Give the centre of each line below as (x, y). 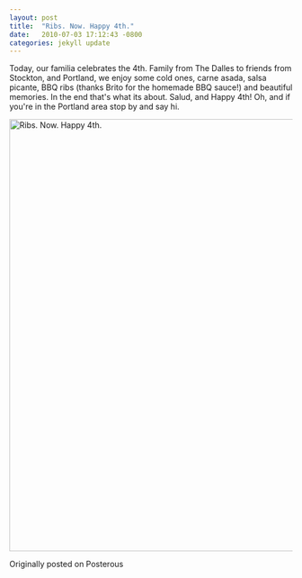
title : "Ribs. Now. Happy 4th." (72, 26)
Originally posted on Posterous (67, 564)
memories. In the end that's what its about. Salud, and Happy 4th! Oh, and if (150, 97)
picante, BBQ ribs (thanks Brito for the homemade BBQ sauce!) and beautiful (151, 87)
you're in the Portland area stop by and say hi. (94, 107)
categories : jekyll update (60, 43)
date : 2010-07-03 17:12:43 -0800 (76, 34)
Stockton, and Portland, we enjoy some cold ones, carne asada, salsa (138, 78)
